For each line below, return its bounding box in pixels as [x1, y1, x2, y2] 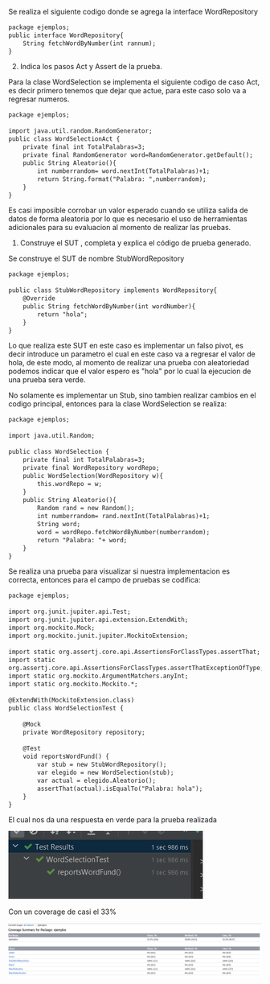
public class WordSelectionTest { [8, 704, 125, 712]
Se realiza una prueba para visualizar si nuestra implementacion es [8, 566, 231, 576]
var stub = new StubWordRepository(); [37, 760, 167, 768]
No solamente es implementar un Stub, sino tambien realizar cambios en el [8, 390, 256, 400]
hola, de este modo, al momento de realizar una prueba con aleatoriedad [8, 358, 249, 367]
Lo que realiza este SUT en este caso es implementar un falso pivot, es [8, 341, 243, 350]
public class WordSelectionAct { [8, 135, 121, 143]
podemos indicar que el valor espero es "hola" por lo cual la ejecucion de [8, 366, 252, 376]
